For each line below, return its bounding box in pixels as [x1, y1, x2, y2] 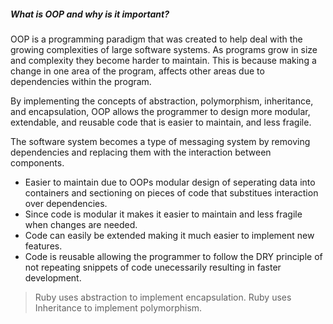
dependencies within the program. [10, 75, 152, 87]
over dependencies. [24, 197, 108, 209]
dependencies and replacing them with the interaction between [10, 146, 272, 158]
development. [24, 271, 82, 284]
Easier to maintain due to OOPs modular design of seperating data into [24, 176, 316, 188]
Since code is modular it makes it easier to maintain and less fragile [24, 208, 303, 220]
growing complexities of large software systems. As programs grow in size [10, 43, 318, 55]
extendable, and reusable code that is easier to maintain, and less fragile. [10, 116, 312, 128]
